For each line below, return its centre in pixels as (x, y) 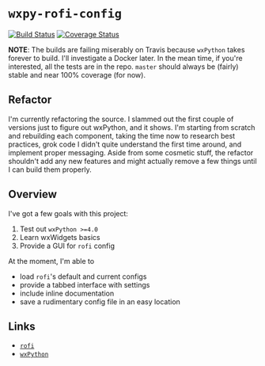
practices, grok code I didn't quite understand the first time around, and (125, 144)
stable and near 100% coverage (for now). (77, 74)
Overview (33, 194)
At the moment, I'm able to (51, 261)
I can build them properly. (50, 170)
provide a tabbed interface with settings (85, 284)
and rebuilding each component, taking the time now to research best (122, 135)
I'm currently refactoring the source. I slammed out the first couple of (121, 119)
